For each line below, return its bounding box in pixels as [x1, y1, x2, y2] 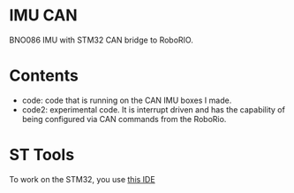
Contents [9, 66, 79, 86]
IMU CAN [9, 5, 78, 26]
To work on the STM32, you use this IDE [9, 174, 156, 184]
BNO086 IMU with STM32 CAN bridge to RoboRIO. [9, 35, 194, 45]
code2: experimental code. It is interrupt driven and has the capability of [21, 104, 285, 115]
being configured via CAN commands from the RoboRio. [21, 113, 227, 124]
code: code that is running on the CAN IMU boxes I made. [21, 95, 232, 105]
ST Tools [9, 145, 75, 165]
